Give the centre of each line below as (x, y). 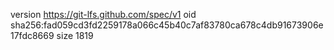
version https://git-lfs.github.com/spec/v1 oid (103, 14)
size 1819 (75, 35)
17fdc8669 (32, 35)
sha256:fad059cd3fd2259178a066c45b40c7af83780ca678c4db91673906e (167, 25)
